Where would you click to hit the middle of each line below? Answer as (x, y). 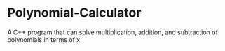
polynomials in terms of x (44, 39)
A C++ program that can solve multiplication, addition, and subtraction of (113, 32)
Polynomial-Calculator (74, 13)
